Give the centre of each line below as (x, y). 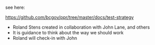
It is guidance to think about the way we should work (68, 32)
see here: (15, 7)
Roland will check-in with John (45, 38)
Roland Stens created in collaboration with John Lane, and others (81, 27)
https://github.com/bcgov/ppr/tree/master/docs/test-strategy (70, 17)
